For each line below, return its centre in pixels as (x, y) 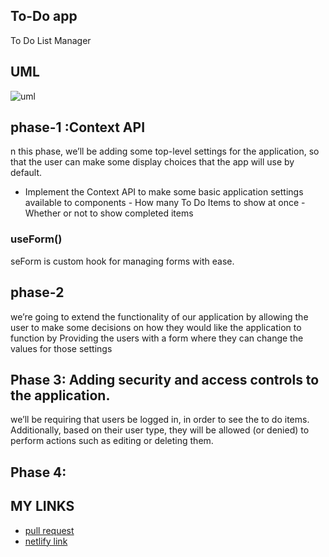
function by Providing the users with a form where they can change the (157, 338)
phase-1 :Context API (78, 127)
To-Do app (44, 16)
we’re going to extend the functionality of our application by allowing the (159, 316)
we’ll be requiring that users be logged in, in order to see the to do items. (160, 420)
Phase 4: (38, 472)
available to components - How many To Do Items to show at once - (165, 203)
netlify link (46, 541)
